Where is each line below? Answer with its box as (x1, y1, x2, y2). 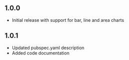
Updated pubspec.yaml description (11, 45, 85, 51)
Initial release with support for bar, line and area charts (11, 17, 125, 23)
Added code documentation (11, 50, 70, 56)
